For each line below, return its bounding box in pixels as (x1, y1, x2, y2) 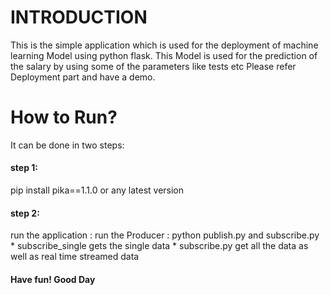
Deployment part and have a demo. (10, 71, 156, 83)
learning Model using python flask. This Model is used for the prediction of (10, 49, 318, 61)
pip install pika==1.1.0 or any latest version (10, 184, 185, 196)
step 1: (10, 162, 39, 174)
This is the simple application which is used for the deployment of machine (10, 39, 319, 51)
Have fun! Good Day (10, 273, 96, 285)
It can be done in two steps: (10, 139, 125, 151)
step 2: (10, 207, 40, 219)
